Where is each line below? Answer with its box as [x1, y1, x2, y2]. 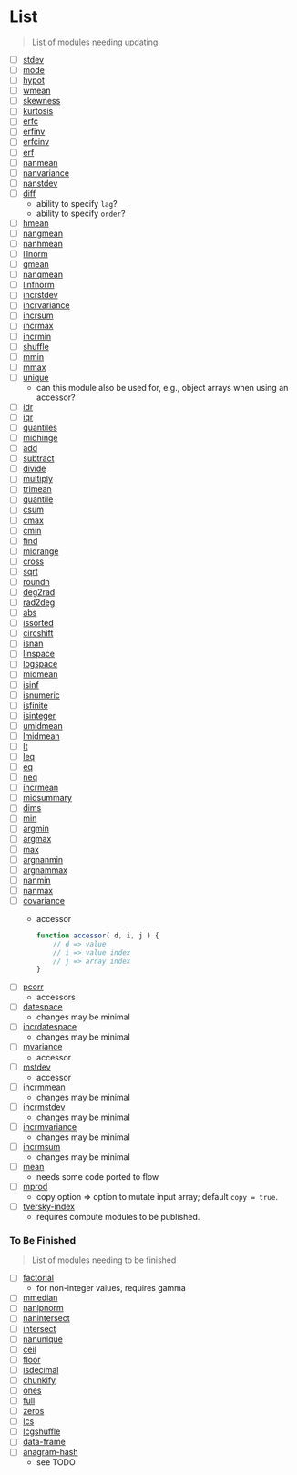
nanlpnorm [22, 1303, 64, 1314]
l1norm [22, 249, 48, 259]
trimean [22, 484, 52, 495]
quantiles [22, 422, 57, 433]
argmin [22, 823, 50, 835]
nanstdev [22, 178, 58, 189]
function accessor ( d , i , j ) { [36, 931, 159, 940]
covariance [22, 895, 66, 906]
